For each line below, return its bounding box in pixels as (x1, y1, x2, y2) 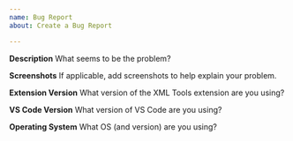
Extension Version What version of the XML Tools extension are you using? (9, 87, 285, 98)
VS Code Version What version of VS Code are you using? (9, 104, 222, 115)
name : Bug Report (9, 12, 73, 22)
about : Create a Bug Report (9, 21, 113, 30)
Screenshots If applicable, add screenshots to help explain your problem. (9, 70, 277, 80)
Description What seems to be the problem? (9, 53, 171, 63)
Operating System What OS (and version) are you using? (9, 121, 218, 132)
